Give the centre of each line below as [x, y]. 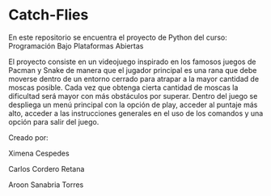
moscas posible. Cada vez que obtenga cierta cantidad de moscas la [123, 87]
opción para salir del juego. [54, 121]
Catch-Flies [49, 15]
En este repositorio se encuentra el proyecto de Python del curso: [118, 37]
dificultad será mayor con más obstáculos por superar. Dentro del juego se [133, 96]
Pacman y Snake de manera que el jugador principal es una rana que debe [133, 70]
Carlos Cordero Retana [47, 168]
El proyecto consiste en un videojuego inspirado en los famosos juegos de [132, 62]
